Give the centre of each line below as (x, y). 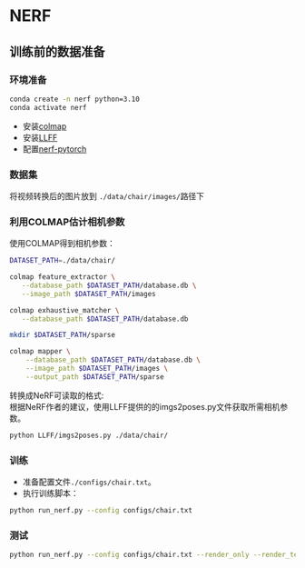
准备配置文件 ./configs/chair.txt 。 (89, 482)
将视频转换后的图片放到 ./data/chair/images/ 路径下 (107, 195)
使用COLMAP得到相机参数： (63, 244)
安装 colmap (44, 126)
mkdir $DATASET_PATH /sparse (63, 335)
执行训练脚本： (50, 493)
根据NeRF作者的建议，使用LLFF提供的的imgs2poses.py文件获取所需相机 (145, 406)
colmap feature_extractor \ (63, 277)
